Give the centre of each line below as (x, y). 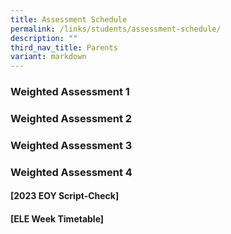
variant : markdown (48, 57)
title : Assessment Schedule (69, 19)
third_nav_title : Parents (64, 47)
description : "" (44, 38)
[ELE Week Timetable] (57, 219)
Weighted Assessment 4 (71, 172)
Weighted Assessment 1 (70, 92)
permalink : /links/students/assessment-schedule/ (116, 29)
